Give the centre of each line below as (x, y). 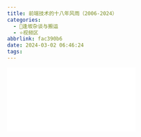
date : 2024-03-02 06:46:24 (46, 45)
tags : (15, 52)
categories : (24, 20)
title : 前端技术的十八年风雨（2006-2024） (62, 13)
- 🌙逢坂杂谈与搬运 (36, 26)
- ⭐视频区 (26, 33)
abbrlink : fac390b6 (35, 39)
